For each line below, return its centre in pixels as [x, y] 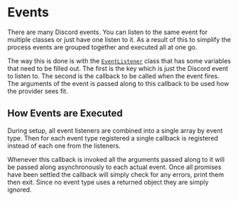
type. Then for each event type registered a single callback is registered [113, 138]
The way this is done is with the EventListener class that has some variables [119, 60]
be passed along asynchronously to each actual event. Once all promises [114, 167]
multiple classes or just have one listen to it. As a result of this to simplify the [119, 39]
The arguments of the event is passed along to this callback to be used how [118, 83]
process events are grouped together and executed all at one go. [102, 47]
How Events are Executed [65, 113]
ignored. [20, 190]
